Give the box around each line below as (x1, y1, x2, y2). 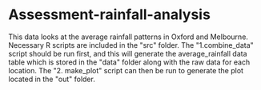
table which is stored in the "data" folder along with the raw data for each (8, 57, 251, 67)
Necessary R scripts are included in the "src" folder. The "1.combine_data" (8, 40, 254, 49)
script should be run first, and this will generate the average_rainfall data (8, 49, 247, 58)
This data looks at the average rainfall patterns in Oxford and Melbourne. (8, 32, 248, 41)
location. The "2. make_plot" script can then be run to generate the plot (8, 65, 244, 75)
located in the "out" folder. (8, 74, 96, 84)
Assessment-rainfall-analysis (8, 6, 211, 24)
